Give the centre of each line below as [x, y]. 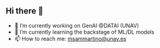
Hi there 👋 [25, 11]
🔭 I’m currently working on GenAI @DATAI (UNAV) [77, 25]
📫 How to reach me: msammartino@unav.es [70, 38]
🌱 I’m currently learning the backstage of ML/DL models [84, 32]
